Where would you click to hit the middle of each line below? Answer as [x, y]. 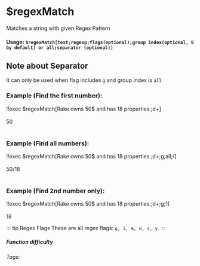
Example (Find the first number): [54, 96]
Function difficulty [30, 241]
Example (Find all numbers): [48, 143]
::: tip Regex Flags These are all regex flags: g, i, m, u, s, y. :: [86, 228]
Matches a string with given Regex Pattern [58, 28]
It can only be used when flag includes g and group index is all [84, 80]
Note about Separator [47, 65]
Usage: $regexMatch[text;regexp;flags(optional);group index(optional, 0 [100, 42]
